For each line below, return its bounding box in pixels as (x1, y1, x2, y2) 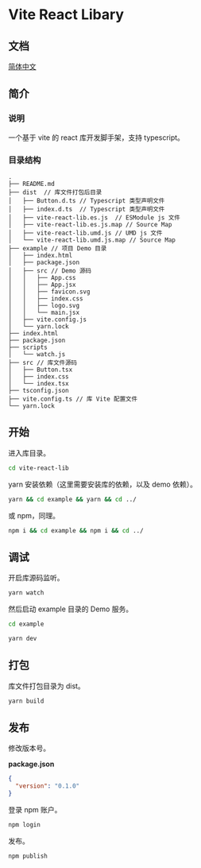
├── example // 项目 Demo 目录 (8, 244, 107, 252)
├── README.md (8, 180, 56, 188)
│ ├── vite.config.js (8, 316, 87, 324)
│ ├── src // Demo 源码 (8, 266, 91, 275)
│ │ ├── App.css (8, 273, 77, 281)
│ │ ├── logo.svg (8, 301, 80, 309)
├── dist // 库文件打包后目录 (8, 188, 102, 196)
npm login (8, 820, 41, 828)
